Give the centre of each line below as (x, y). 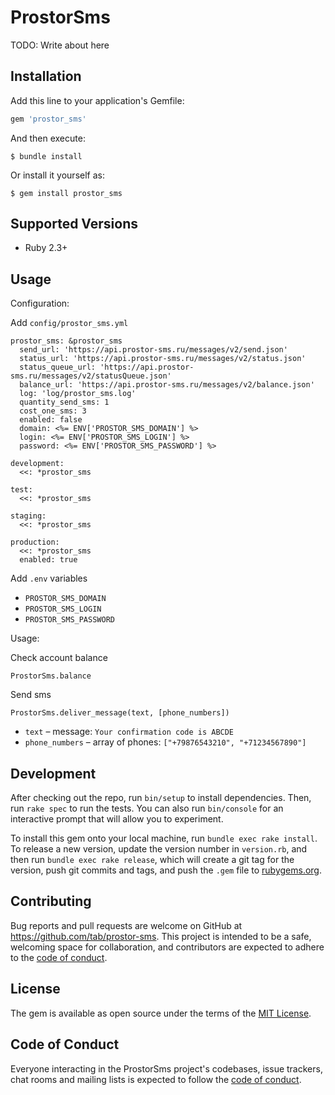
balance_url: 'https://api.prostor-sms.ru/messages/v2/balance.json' (167, 385)
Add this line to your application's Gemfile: (97, 100)
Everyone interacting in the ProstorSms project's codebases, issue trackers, (166, 1068)
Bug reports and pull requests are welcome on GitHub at (126, 925)
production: (35, 542)
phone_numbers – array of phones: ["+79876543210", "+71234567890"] (165, 742)
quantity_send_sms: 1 (64, 402)
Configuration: (40, 303)
